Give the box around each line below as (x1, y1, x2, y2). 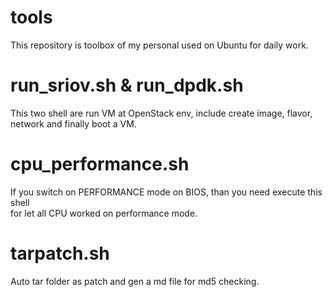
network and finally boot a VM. (10, 117, 137, 130)
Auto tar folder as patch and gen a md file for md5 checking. (10, 275, 260, 287)
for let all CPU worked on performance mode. (10, 207, 198, 219)
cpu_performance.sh (10, 153, 190, 176)
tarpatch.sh (10, 242, 110, 265)
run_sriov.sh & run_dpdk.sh (10, 74, 244, 97)
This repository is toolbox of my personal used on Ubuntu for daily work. (10, 39, 309, 51)
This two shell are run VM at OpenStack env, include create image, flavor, (10, 107, 313, 119)
